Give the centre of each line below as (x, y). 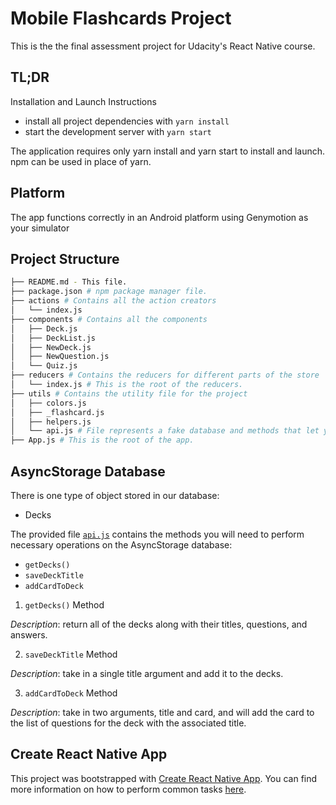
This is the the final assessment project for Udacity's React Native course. (163, 46)
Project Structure (65, 258)
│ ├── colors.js (48, 403)
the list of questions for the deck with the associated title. (128, 723)
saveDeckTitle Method (71, 654)
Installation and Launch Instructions (83, 101)
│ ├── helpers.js (51, 422)
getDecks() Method (64, 604)
